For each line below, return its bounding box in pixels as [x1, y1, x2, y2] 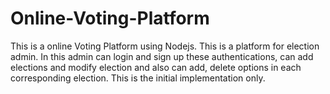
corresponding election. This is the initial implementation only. [10, 72, 266, 84]
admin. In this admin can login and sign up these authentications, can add [10, 50, 314, 62]
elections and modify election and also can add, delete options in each [10, 61, 302, 73]
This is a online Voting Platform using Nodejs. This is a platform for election [10, 40, 320, 52]
